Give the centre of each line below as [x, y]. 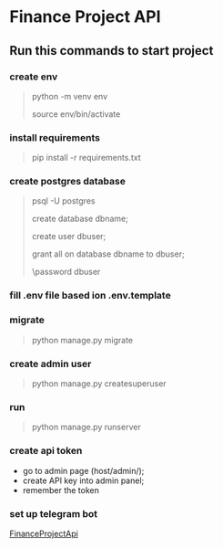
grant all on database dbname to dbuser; [108, 254]
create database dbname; [80, 219]
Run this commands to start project [111, 51]
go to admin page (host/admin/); [83, 470]
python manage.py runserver [86, 427]
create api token [46, 451]
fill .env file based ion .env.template [90, 296]
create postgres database [67, 182]
